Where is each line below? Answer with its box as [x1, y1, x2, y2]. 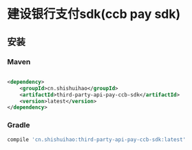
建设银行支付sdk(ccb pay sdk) [7, 6, 181, 22]
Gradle [7, 120, 30, 130]
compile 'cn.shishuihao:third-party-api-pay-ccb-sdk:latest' [7, 136, 186, 143]
